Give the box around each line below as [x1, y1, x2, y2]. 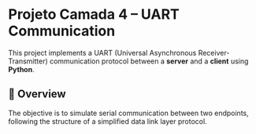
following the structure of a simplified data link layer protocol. [8, 116, 207, 126]
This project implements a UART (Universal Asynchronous [8, 48, 197, 57]
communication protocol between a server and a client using [50, 56, 249, 66]
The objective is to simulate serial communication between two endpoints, [8, 108, 250, 118]
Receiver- [198, 48, 230, 57]
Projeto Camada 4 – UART [8, 5, 180, 24]
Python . [8, 64, 35, 74]
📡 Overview [8, 88, 66, 101]
